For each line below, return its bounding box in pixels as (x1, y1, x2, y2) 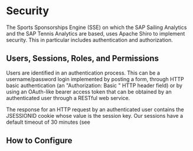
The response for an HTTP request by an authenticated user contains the (6, 105, 184, 113)
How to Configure (6, 136, 73, 146)
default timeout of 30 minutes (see (6, 118, 90, 126)
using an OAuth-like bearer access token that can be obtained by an (6, 88, 172, 95)
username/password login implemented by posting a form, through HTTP (6, 75, 184, 82)
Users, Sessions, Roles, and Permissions (6, 53, 159, 63)
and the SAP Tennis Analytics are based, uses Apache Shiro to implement (6, 30, 185, 37)
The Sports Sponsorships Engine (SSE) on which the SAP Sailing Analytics (6, 24, 187, 31)
